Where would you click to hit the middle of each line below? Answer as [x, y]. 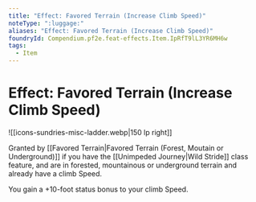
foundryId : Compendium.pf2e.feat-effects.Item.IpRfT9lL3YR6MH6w [118, 38]
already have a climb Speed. [55, 173]
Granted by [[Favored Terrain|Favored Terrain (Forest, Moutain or [116, 148]
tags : [17, 46]
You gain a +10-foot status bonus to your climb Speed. [98, 189]
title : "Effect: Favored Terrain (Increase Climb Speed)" [107, 16]
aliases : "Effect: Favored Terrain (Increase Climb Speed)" [111, 31]
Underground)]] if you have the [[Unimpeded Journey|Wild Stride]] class [128, 156]
